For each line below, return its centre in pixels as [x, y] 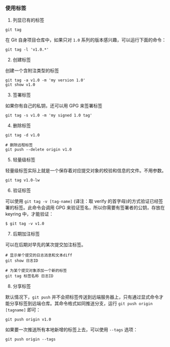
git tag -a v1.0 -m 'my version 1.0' [45, 80]
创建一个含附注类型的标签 [32, 71]
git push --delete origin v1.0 [39, 150]
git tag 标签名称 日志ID [29, 276]
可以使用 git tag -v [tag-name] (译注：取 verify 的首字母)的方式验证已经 [82, 201]
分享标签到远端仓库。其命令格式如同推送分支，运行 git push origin [81, 304]
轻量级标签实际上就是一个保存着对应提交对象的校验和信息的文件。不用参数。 [86, 171]
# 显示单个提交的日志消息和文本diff [39, 256]
